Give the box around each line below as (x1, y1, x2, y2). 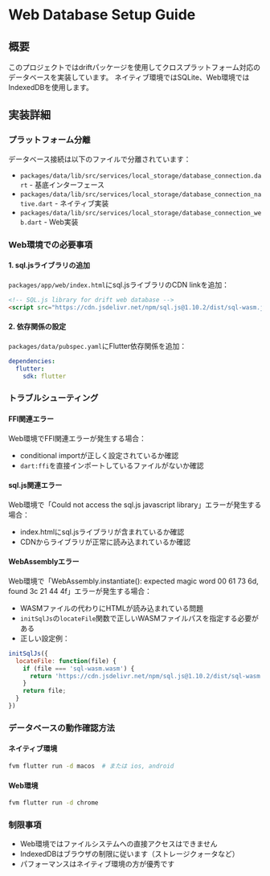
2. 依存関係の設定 (8, 321, 67, 331)
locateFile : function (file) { (15, 657, 117, 665)
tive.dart (19, 199, 54, 208)
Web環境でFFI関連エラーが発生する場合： (8, 433, 147, 443)
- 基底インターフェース (29, 179, 104, 190)
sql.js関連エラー (8, 481, 63, 490)
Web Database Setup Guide (8, 6, 196, 24)
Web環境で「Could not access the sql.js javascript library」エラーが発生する (8, 500, 262, 510)
